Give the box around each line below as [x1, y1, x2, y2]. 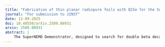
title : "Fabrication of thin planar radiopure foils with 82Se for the [5, 7, 155, 12]
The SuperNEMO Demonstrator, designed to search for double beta [14, 35, 151, 40]
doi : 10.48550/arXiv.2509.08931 [5, 21, 71, 26]
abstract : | [5, 30, 29, 35]
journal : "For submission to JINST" [5, 12, 80, 17]
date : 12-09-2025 [5, 16, 41, 21]
